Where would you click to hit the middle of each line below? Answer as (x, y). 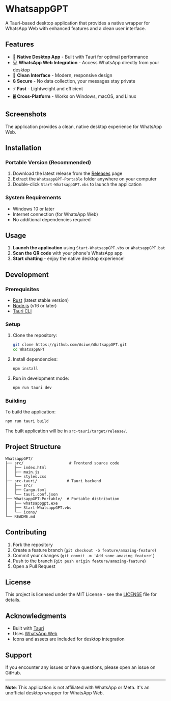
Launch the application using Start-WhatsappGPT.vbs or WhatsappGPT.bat (89, 248)
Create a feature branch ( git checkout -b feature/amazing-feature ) (84, 550)
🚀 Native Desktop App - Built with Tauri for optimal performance (80, 57)
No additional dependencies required (51, 219)
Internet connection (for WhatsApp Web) (55, 214)
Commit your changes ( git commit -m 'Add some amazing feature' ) (84, 555)
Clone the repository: (35, 335)
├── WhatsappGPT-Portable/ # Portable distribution (62, 499)
